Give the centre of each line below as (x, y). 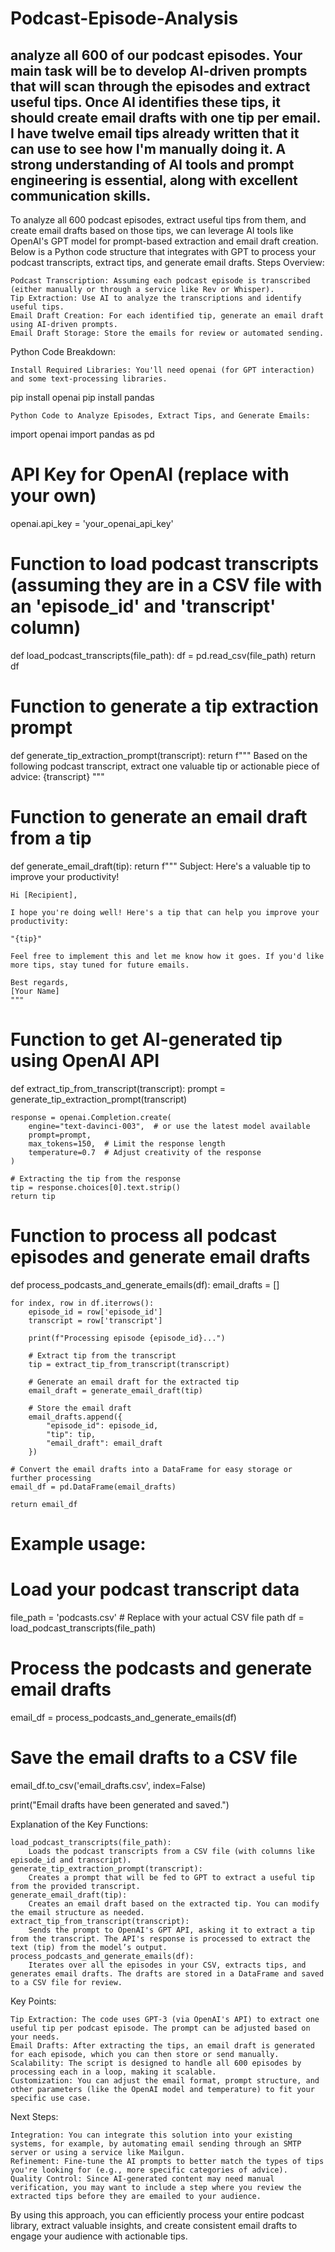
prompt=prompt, (60, 1135)
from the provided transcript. (75, 1886)
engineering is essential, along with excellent (154, 180)
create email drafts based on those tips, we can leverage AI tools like (152, 230)
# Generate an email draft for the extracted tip (134, 1382)
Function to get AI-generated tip (146, 1039)
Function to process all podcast (143, 1235)
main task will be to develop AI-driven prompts (159, 70)
